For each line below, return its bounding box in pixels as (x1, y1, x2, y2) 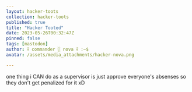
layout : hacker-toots (6, 8, 59, 15)
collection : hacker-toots (6, 14, 69, 20)
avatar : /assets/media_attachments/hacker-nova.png (6, 52, 134, 58)
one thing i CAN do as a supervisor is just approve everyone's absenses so (6, 73, 187, 80)
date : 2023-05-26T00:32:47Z (6, 30, 75, 36)
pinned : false (6, 36, 41, 41)
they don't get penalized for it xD (6, 79, 85, 86)
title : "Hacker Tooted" (6, 24, 64, 31)
